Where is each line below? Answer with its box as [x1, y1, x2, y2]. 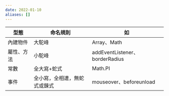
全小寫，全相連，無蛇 [33, 74, 84, 81]
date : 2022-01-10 [5, 7, 42, 13]
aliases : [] [5, 12, 30, 17]
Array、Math [92, 39, 122, 46]
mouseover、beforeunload [92, 78, 155, 85]
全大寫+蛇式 [33, 65, 62, 72]
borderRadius [92, 55, 124, 62]
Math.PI [92, 65, 110, 72]
